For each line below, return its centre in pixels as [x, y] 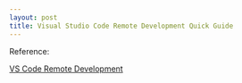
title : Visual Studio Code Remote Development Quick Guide [121, 26]
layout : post [33, 17]
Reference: [29, 51]
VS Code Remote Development [66, 69]
